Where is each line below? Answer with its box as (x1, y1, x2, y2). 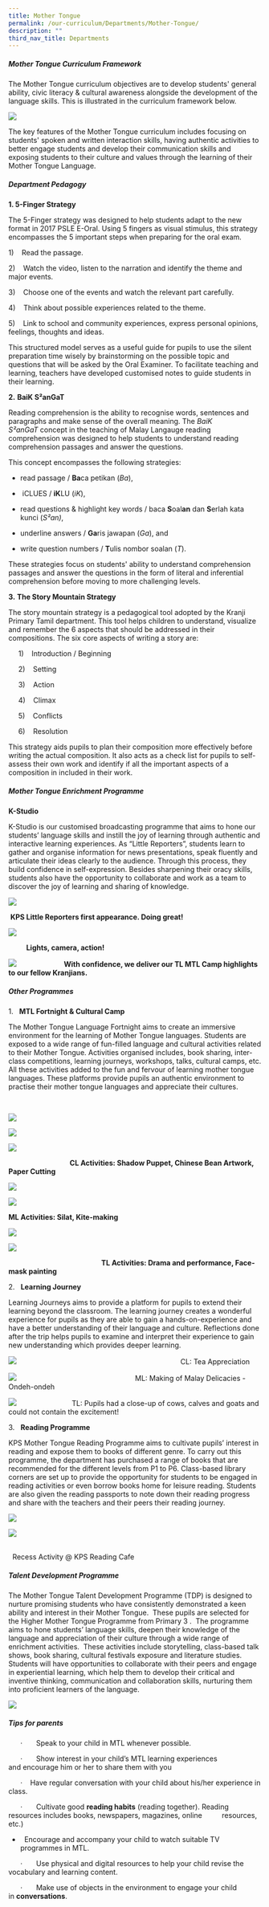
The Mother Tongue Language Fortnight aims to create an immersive (8, 1022, 236, 1032)
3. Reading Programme (8, 1423, 91, 1432)
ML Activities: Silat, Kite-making (8, 1212, 119, 1222)
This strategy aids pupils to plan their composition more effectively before (8, 742, 253, 752)
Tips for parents (8, 1718, 64, 1727)
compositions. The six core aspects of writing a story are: (8, 634, 199, 643)
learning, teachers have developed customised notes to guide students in (8, 369, 251, 378)
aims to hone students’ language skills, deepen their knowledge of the (8, 1625, 241, 1635)
